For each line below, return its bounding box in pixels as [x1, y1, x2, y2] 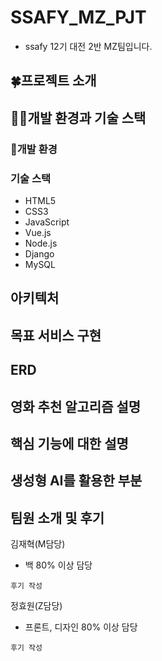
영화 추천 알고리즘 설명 [10, 398, 142, 415]
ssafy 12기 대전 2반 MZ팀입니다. [24, 40, 153, 52]
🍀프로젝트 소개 [10, 72, 97, 90]
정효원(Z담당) [10, 600, 63, 612]
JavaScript [24, 216, 70, 228]
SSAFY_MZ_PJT [10, 6, 147, 29]
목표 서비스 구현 [10, 327, 102, 344]
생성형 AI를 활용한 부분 [10, 472, 143, 490]
